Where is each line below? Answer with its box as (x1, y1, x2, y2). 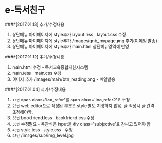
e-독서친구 (5, 4, 45, 15)
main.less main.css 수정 (12, 70, 62, 76)
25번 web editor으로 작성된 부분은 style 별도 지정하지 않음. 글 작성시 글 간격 (12, 102, 155, 109)
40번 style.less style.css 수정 (12, 127, 73, 133)
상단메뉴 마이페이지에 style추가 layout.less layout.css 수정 (12, 31, 127, 37)
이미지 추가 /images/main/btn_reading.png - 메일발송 (12, 76, 116, 82)
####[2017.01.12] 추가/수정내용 (5, 54, 65, 59)
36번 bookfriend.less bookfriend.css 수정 (12, 114, 95, 121)
